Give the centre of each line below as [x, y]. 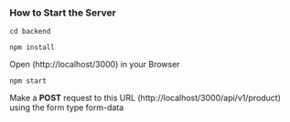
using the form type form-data [67, 107]
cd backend [30, 32]
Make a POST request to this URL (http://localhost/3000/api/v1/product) [145, 98]
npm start [28, 81]
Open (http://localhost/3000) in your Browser [95, 65]
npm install [32, 47]
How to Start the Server [63, 13]
